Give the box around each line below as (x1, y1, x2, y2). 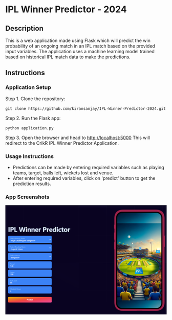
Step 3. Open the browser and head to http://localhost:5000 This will (5, 134, 150, 141)
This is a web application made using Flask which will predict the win (5, 37, 151, 43)
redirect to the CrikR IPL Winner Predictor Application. (5, 140, 119, 146)
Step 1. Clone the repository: (5, 96, 66, 102)
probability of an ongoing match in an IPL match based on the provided (5, 43, 155, 49)
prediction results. (12, 180, 51, 187)
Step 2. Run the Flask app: (5, 115, 61, 121)
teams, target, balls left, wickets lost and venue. (12, 170, 114, 176)
